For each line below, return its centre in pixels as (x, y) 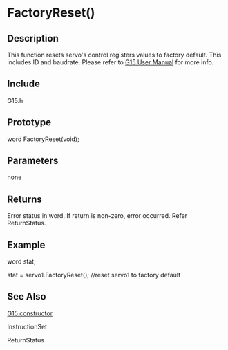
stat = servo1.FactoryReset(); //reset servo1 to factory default (94, 275)
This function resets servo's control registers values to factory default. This (114, 55)
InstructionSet (27, 326)
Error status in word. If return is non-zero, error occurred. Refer (97, 216)
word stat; (21, 261)
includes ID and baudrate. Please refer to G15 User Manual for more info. (111, 62)
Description (33, 38)
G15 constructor (30, 313)
